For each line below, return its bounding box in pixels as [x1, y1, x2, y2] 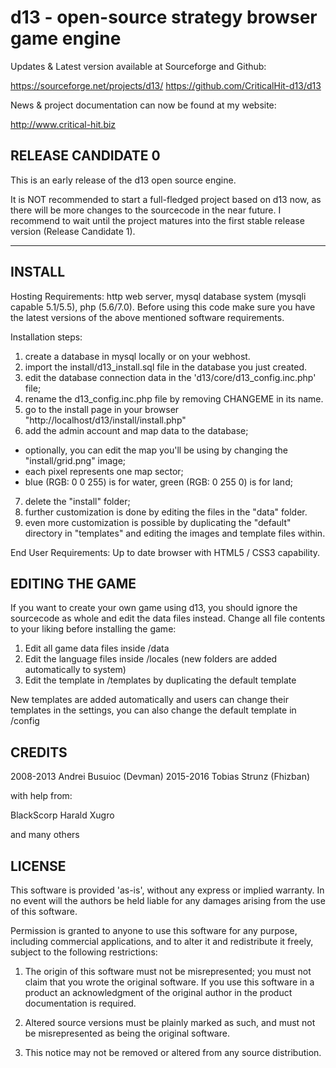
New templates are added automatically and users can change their [10, 694, 289, 706]
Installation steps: [10, 331, 83, 343]
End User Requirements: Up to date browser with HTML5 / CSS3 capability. [10, 546, 321, 558]
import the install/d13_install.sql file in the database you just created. [24, 361, 308, 373]
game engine [10, 27, 122, 50]
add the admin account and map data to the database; [24, 424, 249, 436]
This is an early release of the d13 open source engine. [10, 174, 237, 186]
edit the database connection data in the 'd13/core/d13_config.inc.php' [24, 371, 317, 383]
